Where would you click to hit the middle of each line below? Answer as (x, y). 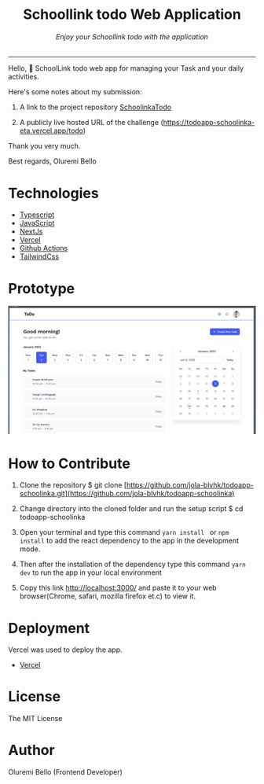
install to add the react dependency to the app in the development (129, 541)
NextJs (31, 232)
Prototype (42, 288)
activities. (24, 77)
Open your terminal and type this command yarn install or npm (124, 532)
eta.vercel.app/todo (51, 131)
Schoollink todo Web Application (132, 15)
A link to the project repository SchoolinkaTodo (95, 107)
